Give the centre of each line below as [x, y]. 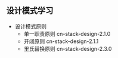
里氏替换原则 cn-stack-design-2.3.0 [68, 48]
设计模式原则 [30, 26]
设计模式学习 [30, 11]
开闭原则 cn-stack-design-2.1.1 [61, 41]
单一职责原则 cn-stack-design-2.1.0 [67, 33]
